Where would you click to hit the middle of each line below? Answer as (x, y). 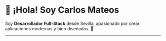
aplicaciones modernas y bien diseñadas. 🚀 (49, 28)
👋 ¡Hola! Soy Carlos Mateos (62, 10)
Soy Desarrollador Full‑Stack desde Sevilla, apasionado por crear (72, 23)
